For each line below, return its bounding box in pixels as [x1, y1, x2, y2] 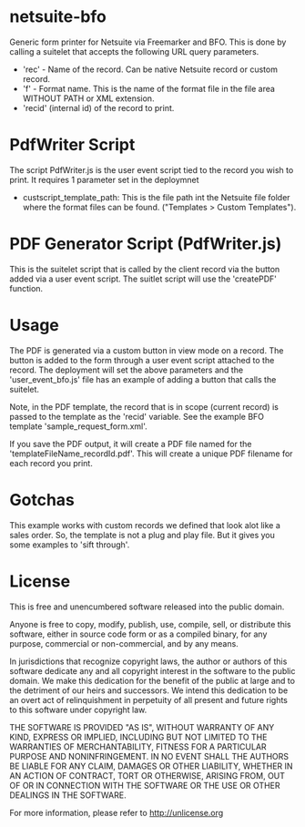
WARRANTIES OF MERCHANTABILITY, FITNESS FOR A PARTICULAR [9, 740, 267, 752]
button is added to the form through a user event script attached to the [9, 354, 275, 365]
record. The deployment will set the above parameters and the [9, 364, 244, 375]
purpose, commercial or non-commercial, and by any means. [9, 638, 239, 648]
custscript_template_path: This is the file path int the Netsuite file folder [22, 191, 290, 202]
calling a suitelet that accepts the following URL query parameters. [9, 46, 259, 56]
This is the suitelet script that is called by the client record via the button [9, 263, 280, 274]
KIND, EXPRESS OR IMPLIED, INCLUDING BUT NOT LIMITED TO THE [9, 731, 268, 742]
